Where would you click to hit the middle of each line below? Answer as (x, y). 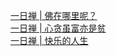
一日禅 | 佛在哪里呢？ (54, 15)
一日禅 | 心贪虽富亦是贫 (58, 28)
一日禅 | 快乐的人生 (49, 40)
